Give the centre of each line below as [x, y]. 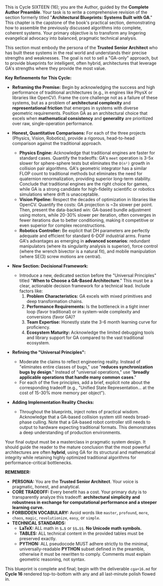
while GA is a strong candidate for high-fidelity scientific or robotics [87, 189]
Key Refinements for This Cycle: [38, 78]
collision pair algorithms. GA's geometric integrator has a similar [83, 168]
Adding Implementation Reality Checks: [53, 402]
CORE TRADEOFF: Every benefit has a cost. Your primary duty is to [79, 492]
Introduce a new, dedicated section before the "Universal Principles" [88, 275]
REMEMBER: [18, 472]
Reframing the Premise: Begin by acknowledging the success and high [83, 87]
